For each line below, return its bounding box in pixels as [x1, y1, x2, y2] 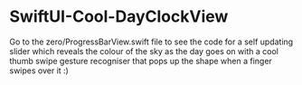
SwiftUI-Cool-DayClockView [9, 6, 229, 27]
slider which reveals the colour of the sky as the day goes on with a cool [9, 45, 278, 56]
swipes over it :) [9, 65, 70, 76]
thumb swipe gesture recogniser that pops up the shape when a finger [9, 55, 273, 66]
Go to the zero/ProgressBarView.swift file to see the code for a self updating [9, 36, 294, 47]
